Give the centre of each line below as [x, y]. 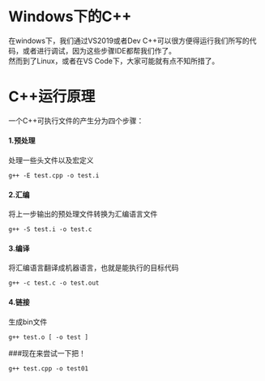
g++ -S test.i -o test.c [50, 229]
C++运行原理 [52, 97]
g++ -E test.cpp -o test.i [54, 176]
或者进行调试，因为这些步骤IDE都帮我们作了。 [99, 50]
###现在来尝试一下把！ [47, 353]
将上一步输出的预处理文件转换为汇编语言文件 [83, 214]
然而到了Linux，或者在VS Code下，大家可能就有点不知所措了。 [114, 61]
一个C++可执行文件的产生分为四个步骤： [76, 120]
